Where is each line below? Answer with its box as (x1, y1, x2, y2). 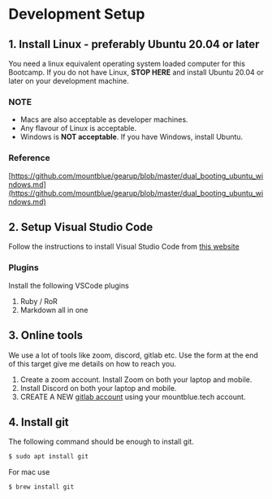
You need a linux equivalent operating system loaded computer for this (8, 59, 246, 68)
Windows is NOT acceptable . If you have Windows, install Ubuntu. (19, 132, 244, 142)
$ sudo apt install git (8, 453, 89, 461)
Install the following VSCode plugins (8, 280, 130, 290)
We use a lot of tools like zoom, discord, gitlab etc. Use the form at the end (8, 350, 258, 360)
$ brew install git (8, 483, 75, 492)
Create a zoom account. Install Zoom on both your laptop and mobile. (19, 375, 253, 384)
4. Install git (8, 415, 69, 429)
